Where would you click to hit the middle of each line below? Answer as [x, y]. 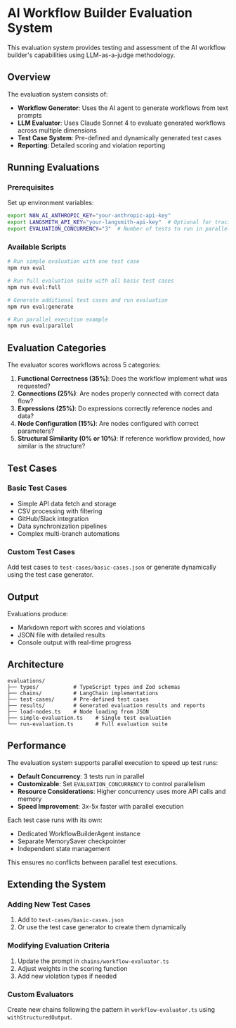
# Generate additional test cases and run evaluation [88, 300]
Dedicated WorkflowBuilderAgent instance [79, 833]
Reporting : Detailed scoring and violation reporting [91, 145]
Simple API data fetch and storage [67, 503]
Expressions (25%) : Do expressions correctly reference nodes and [115, 409]
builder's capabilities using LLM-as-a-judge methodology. [91, 55]
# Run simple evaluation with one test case [73, 262]
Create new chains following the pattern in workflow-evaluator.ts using [111, 1009]
